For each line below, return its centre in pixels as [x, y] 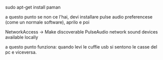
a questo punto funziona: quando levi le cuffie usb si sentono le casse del [81, 47]
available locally [22, 37]
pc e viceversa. [21, 52]
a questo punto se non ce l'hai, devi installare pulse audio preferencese [79, 17]
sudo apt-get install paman [33, 7]
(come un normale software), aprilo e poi [47, 22]
